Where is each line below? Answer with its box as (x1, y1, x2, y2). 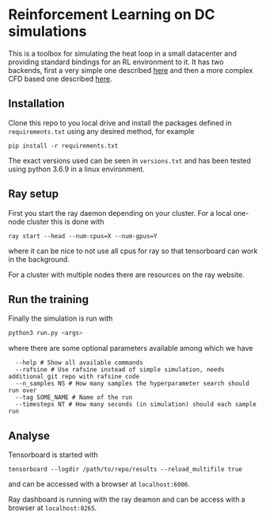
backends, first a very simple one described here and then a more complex (8, 65, 253, 75)
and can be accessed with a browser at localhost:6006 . (8, 479, 191, 489)
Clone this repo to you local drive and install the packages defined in (8, 117, 232, 128)
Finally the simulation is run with (8, 313, 113, 323)
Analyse (8, 429, 50, 442)
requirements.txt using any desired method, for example (8, 126, 195, 136)
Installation (8, 97, 65, 110)
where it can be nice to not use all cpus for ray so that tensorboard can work (8, 246, 258, 256)
